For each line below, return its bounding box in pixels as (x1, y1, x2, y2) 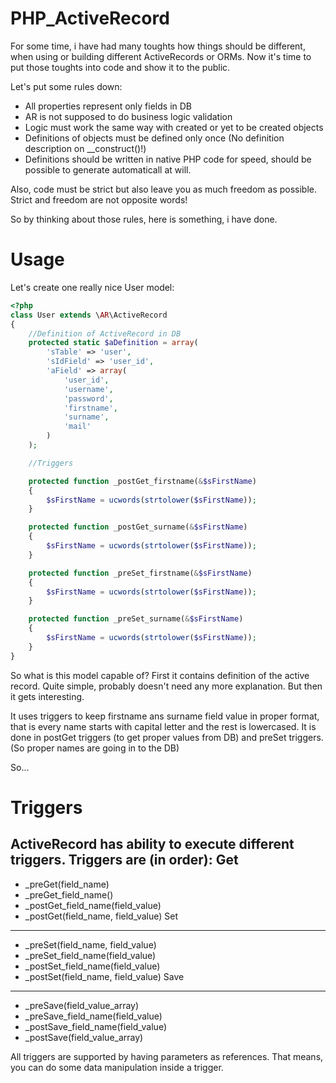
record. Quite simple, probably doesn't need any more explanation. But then (10, 680, 323, 692)
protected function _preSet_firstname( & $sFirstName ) (28, 568, 253, 578)
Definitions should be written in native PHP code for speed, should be (24, 153, 312, 165)
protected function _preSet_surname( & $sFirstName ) (28, 614, 244, 624)
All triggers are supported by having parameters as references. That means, (10, 1050, 324, 1062)
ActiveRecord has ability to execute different (10, 836, 295, 853)
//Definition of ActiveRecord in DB (28, 328, 182, 339)
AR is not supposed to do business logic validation (24, 110, 233, 122)
